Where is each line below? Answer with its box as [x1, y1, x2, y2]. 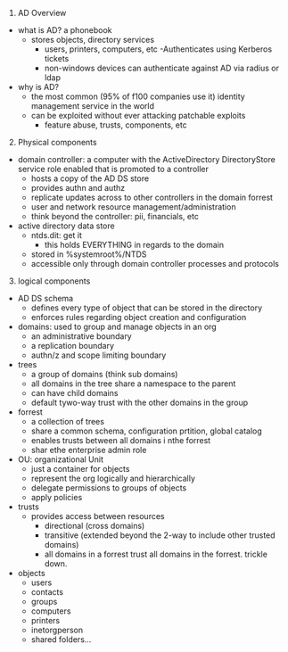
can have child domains [30, 388, 119, 398]
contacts [30, 587, 64, 597]
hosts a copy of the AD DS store [30, 173, 150, 184]
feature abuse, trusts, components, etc [44, 120, 187, 130]
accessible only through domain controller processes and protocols [30, 259, 279, 268]
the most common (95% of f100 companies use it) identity [30, 91, 245, 102]
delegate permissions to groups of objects [30, 483, 187, 493]
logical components [17, 276, 91, 286]
